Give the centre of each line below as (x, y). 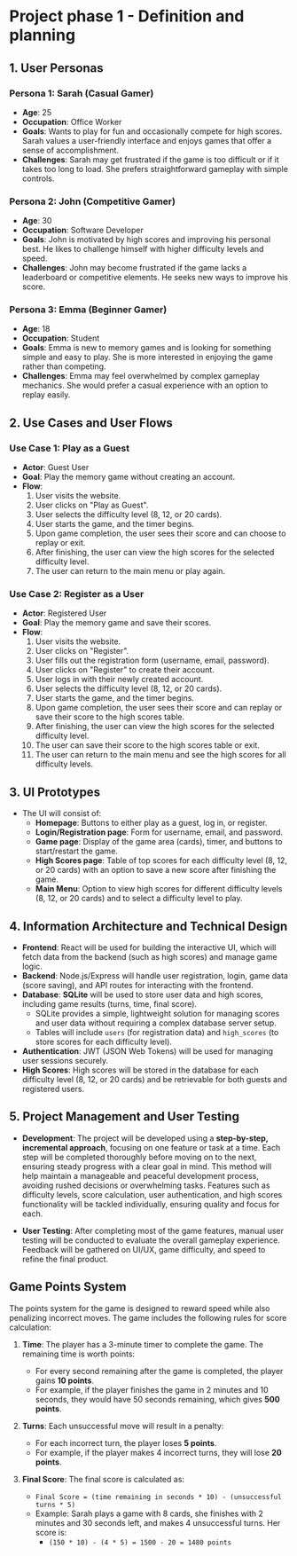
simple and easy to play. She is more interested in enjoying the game (147, 358)
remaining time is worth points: (78, 1354)
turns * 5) (55, 1505)
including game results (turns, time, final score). (109, 1004)
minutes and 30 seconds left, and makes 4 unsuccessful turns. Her (158, 1522)
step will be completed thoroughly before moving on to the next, (139, 1157)
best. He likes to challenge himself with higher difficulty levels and (143, 249)
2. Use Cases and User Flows (91, 423)
